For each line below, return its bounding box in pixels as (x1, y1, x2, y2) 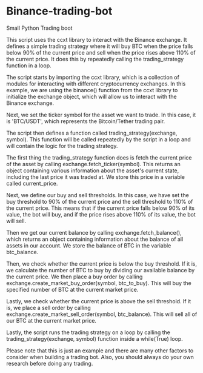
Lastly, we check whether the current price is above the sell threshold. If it (6, 297, 191, 304)
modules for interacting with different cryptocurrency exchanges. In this (6, 80, 186, 87)
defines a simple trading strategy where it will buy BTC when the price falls (6, 42, 193, 50)
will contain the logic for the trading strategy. (6, 142, 118, 149)
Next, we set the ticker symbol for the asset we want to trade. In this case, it (6, 111, 196, 118)
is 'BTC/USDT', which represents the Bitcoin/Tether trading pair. (6, 117, 165, 125)
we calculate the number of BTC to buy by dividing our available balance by (6, 266, 195, 274)
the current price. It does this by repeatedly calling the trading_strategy (6, 55, 184, 62)
